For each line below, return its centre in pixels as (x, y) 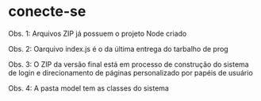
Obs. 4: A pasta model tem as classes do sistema (88, 88)
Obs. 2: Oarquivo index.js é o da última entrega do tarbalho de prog (118, 49)
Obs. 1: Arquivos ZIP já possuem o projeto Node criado (98, 33)
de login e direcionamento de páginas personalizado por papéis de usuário (131, 72)
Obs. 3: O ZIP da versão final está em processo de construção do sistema (129, 64)
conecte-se (47, 12)
